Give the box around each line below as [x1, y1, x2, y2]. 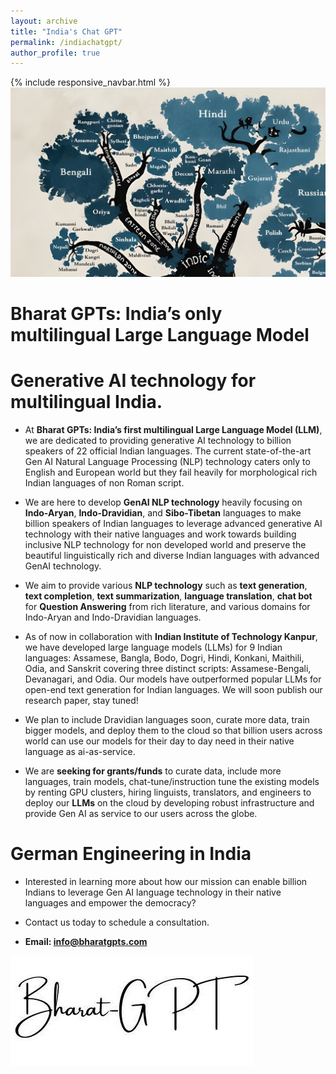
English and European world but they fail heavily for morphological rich [24, 466, 318, 478]
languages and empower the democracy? [24, 896, 197, 909]
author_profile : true [10, 48, 101, 58]
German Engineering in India [10, 843, 252, 865]
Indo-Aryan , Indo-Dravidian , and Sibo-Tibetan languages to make [24, 506, 302, 519]
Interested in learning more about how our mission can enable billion [24, 875, 308, 887]
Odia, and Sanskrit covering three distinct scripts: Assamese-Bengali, [24, 662, 312, 674]
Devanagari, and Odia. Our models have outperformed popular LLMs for [24, 673, 322, 685]
